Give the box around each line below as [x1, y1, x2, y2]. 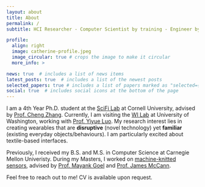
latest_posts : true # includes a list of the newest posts [6, 76, 163, 82]
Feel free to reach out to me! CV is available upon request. [6, 174, 153, 181]
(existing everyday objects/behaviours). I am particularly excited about [6, 131, 184, 138]
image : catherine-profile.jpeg [12, 48, 92, 55]
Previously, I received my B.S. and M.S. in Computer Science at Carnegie [6, 149, 190, 156]
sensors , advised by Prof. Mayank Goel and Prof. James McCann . [6, 162, 171, 169]
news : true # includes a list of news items [6, 71, 124, 77]
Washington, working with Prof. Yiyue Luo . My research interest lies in [6, 117, 182, 125]
